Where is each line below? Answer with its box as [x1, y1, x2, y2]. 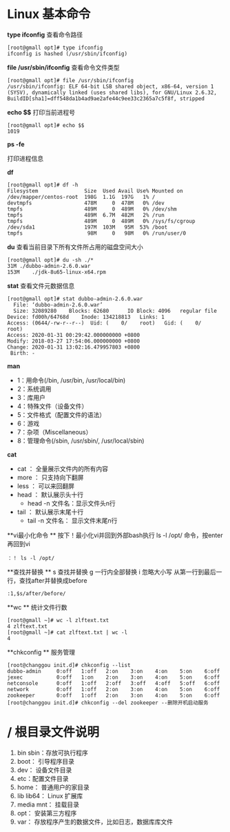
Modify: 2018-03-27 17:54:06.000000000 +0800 [7, 338, 140, 345]
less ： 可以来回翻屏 [17, 481, 75, 490]
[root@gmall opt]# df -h [7, 181, 79, 188]
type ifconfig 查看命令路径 [7, 30, 83, 39]
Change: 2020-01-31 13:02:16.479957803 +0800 [7, 343, 140, 351]
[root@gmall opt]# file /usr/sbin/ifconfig [7, 77, 134, 84]
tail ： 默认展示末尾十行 [17, 507, 84, 516]
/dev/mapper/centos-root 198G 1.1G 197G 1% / [7, 193, 156, 200]
